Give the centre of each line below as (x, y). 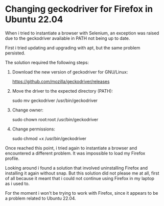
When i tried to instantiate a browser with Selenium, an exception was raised (82, 33)
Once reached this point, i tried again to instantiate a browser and (71, 148)
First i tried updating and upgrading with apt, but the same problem (73, 48)
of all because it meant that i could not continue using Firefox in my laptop (80, 178)
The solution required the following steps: (47, 62)
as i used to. (17, 183)
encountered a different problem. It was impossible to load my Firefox (75, 153)
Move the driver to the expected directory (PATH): (62, 91)
